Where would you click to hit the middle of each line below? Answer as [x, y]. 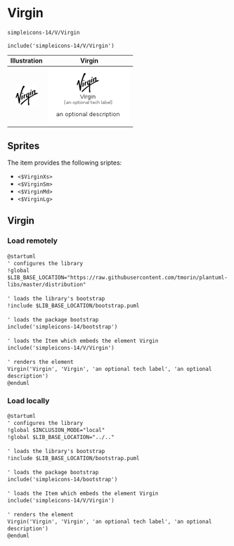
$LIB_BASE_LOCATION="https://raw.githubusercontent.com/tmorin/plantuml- [118, 277]
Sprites [24, 146]
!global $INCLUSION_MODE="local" [56, 430]
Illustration [27, 61]
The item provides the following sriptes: [65, 163]
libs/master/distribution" [47, 284]
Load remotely [33, 241]
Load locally [28, 400]
